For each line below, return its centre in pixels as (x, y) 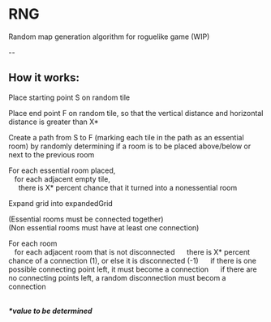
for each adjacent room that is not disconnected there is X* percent (132, 251)
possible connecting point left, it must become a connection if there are (133, 269)
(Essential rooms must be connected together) (86, 219)
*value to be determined (50, 311)
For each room (33, 243)
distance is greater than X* (54, 122)
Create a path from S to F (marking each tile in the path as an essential (127, 137)
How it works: (44, 78)
